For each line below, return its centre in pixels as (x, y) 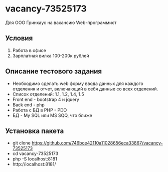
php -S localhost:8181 (35, 159)
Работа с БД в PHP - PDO (40, 110)
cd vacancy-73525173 (35, 153)
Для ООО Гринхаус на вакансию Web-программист (61, 22)
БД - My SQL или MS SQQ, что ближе (52, 115)
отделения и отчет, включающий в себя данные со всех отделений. (85, 88)
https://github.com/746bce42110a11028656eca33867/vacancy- (97, 143)
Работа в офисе (29, 50)
